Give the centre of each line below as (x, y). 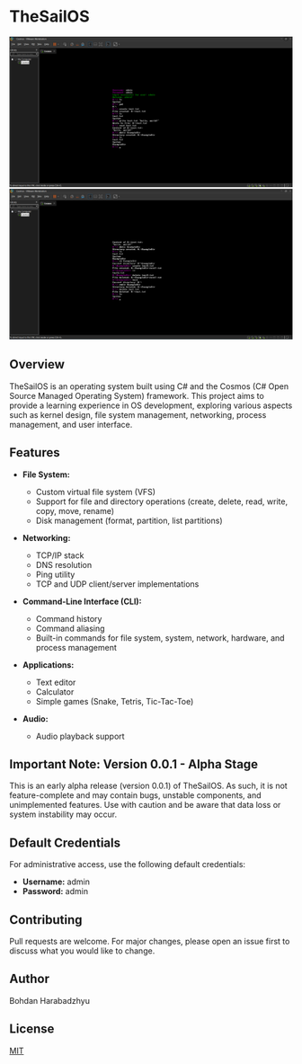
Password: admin (55, 891)
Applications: (48, 665)
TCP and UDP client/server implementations (117, 584)
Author (29, 979)
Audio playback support (80, 736)
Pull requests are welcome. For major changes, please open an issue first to (150, 941)
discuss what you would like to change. (82, 951)
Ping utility (55, 574)
